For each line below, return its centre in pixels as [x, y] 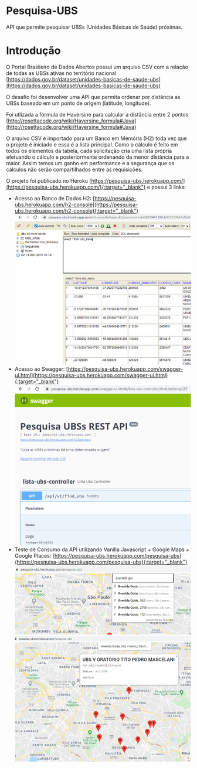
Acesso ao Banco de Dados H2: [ [55, 198]
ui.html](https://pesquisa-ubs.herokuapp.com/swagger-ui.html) [91, 376]
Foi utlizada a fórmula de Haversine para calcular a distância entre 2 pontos [97, 114]
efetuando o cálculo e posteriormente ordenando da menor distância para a [98, 157]
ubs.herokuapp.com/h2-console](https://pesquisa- [76, 204]
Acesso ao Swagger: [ [41, 369]
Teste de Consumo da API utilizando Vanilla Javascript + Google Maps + [102, 549]
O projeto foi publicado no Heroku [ [49, 180]
